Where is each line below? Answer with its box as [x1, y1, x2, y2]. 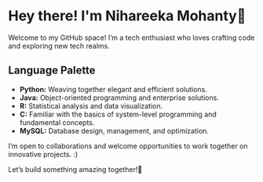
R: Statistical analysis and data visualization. [19, 101, 163, 110]
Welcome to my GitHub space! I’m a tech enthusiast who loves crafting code [8, 33, 255, 42]
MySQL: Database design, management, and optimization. [19, 126, 210, 135]
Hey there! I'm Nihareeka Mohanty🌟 [8, 7, 247, 25]
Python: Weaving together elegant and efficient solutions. [19, 84, 208, 94]
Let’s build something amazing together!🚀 [8, 164, 143, 174]
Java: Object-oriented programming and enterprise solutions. [19, 93, 220, 102]
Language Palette [8, 64, 96, 77]
